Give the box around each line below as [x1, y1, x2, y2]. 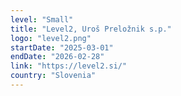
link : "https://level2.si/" [10, 61, 128, 71]
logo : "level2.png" [10, 33, 92, 43]
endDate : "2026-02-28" [10, 52, 105, 62]
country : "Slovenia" [10, 71, 97, 81]
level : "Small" [10, 14, 74, 25]
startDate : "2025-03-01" [10, 42, 114, 53]
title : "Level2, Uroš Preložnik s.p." [10, 24, 172, 34]
